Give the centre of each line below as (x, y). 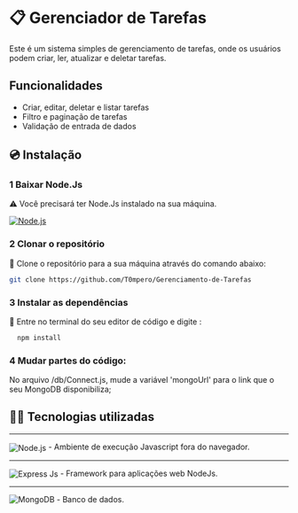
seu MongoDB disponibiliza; (60, 389)
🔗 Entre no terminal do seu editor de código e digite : (106, 322)
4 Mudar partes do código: (68, 361)
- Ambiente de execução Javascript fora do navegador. (149, 447)
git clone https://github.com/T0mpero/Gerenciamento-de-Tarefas (130, 280)
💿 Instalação (46, 155)
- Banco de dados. (90, 500)
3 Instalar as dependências (69, 302)
